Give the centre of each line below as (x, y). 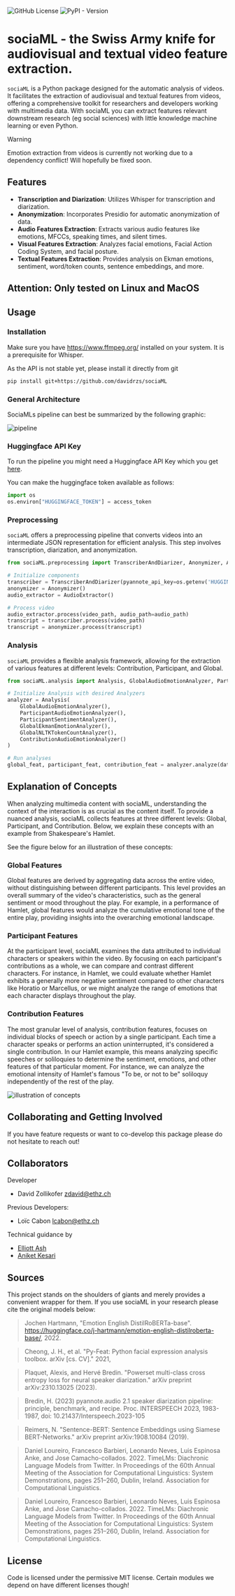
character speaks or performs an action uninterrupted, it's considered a (111, 1044)
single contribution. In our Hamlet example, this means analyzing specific (113, 1051)
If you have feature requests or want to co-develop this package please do (115, 1134)
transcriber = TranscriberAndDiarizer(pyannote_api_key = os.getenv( (108, 582)
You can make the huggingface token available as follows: (91, 482)
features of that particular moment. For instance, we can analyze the (106, 1067)
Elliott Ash (32, 1248)
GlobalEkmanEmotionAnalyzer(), (65, 726)
